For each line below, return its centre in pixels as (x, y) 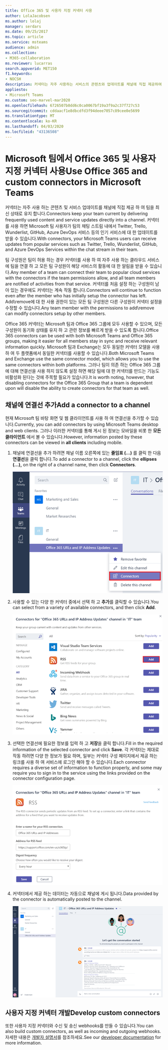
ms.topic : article (24, 37)
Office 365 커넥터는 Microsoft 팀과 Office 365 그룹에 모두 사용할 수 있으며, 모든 (84, 324)
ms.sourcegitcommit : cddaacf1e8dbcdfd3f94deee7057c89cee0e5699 (72, 111)
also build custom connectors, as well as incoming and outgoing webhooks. (83, 1032)
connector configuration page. (44, 778)
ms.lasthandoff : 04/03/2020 (34, 127)
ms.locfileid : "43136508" (32, 132)
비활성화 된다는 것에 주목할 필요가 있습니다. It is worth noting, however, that (79, 377)
